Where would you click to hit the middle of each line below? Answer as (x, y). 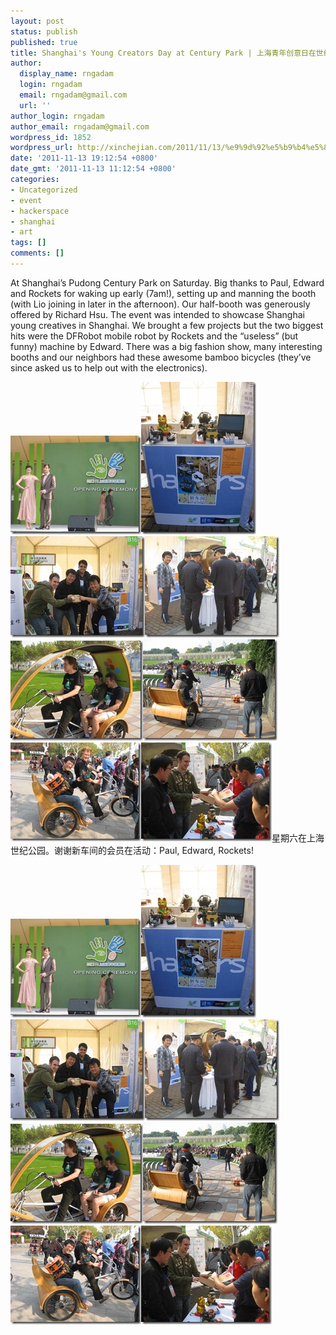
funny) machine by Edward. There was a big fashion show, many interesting (166, 346)
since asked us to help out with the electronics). (109, 367)
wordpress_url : (42, 148)
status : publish (44, 31)
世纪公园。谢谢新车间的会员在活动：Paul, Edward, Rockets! (132, 850)
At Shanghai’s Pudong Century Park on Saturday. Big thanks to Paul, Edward (167, 282)
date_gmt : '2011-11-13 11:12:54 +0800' (93, 169)
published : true (44, 42)
